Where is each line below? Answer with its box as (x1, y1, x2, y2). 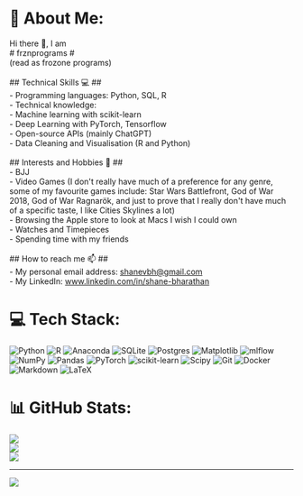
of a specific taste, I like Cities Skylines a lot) (9, 205, 176, 216)
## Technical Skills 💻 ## (9, 77, 102, 87)
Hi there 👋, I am (9, 38, 67, 49)
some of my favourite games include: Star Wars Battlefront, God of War (9, 185, 274, 197)
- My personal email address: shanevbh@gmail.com (9, 266, 203, 277)
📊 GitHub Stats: (9, 398, 133, 418)
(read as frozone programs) (9, 57, 113, 68)
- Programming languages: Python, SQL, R (9, 89, 167, 100)
